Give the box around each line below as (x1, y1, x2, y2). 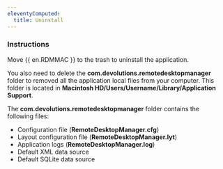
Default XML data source (17, 147, 89, 156)
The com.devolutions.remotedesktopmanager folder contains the (7, 104, 200, 113)
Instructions (7, 40, 50, 49)
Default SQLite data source (17, 154, 95, 163)
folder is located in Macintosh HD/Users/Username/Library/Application (7, 83, 216, 92)
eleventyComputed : (7, 10, 61, 17)
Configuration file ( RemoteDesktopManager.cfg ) (17, 125, 160, 134)
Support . (7, 91, 33, 99)
